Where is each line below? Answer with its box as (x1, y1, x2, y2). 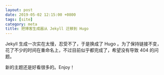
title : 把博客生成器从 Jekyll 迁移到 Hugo (5, 26, 89, 31)
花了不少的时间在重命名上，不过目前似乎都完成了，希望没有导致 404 (5, 47, 149, 53)
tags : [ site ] (5, 17, 33, 22)
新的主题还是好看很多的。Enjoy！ (5, 64, 75, 70)
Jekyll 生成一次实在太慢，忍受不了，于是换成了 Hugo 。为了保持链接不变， (5, 41, 162, 47)
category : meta (5, 21, 38, 27)
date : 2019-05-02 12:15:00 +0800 (5, 12, 76, 17)
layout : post (5, 7, 33, 13)
